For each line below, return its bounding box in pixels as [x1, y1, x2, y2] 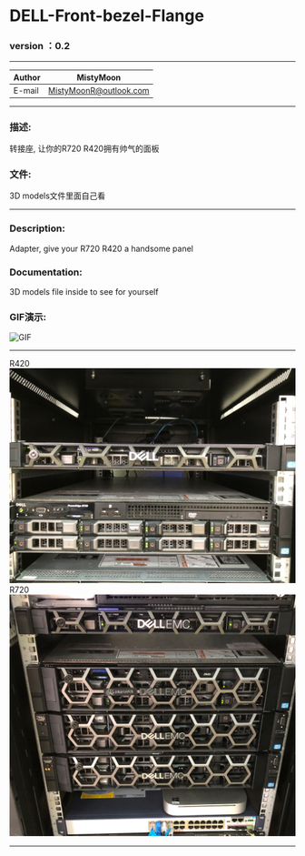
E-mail [13, 86, 39, 96]
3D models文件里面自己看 [9, 190, 106, 201]
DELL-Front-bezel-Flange [9, 5, 204, 26]
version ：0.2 [9, 40, 71, 53]
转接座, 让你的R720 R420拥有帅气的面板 [9, 143, 160, 155]
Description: [9, 222, 65, 235]
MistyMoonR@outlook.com [48, 86, 150, 96]
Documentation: [9, 266, 84, 278]
